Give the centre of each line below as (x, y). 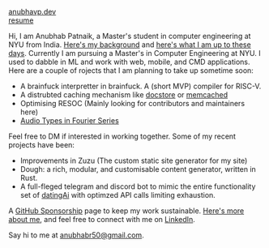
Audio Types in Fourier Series (69, 120)
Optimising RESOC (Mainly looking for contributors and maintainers (132, 103)
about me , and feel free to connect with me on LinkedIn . (102, 219)
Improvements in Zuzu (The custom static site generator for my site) (134, 160)
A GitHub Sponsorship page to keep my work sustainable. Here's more (126, 211)
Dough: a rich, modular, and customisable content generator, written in (138, 169)
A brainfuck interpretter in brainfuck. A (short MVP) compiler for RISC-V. (141, 86)
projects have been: (42, 145)
